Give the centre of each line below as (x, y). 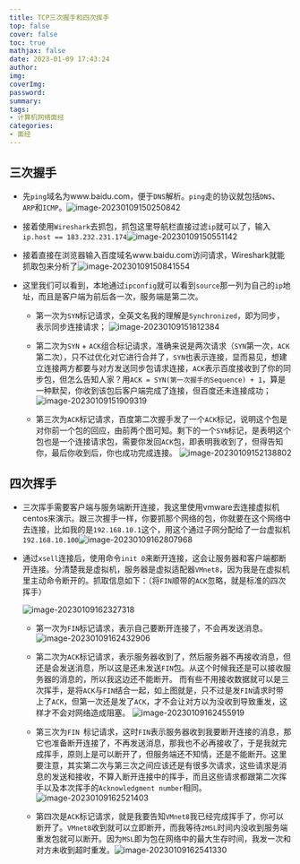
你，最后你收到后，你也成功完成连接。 (106, 453)
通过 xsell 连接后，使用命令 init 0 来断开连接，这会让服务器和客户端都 (150, 557)
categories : (31, 126)
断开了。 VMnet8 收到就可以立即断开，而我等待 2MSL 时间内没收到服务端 (162, 827)
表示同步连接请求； (71, 326)
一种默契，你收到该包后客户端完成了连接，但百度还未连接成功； (153, 390)
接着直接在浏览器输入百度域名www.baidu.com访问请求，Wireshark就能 (153, 255)
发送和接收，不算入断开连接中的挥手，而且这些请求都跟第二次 (165, 776)
